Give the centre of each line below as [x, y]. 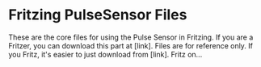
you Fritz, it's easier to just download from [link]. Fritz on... [105, 54]
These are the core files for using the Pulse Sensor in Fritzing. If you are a [131, 37]
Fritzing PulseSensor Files [98, 15]
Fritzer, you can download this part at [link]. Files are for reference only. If [130, 45]
